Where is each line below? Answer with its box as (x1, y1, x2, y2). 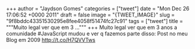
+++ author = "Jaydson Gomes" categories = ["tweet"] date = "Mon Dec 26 (6, 5, 190, 12)
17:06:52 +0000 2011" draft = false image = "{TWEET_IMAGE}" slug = (6, 11, 175, 18)
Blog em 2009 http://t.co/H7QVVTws (6, 37, 95, 43)
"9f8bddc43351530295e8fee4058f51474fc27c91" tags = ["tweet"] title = (6, 18, 183, 24)
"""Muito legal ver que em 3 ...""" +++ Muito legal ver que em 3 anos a (6, 24, 178, 31)
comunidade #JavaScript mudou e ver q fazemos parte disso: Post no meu (6, 30, 188, 37)
